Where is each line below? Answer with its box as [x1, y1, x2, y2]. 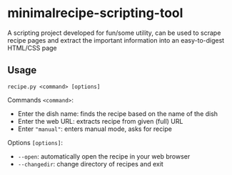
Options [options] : [7, 138, 63, 147]
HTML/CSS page [7, 43, 57, 52]
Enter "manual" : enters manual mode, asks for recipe [17, 124, 173, 133]
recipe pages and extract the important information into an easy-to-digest [7, 36, 225, 44]
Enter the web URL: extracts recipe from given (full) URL [17, 117, 183, 125]
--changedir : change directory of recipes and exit [17, 159, 164, 168]
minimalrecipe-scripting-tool [7, 5, 183, 21]
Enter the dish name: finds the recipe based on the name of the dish [17, 109, 218, 118]
